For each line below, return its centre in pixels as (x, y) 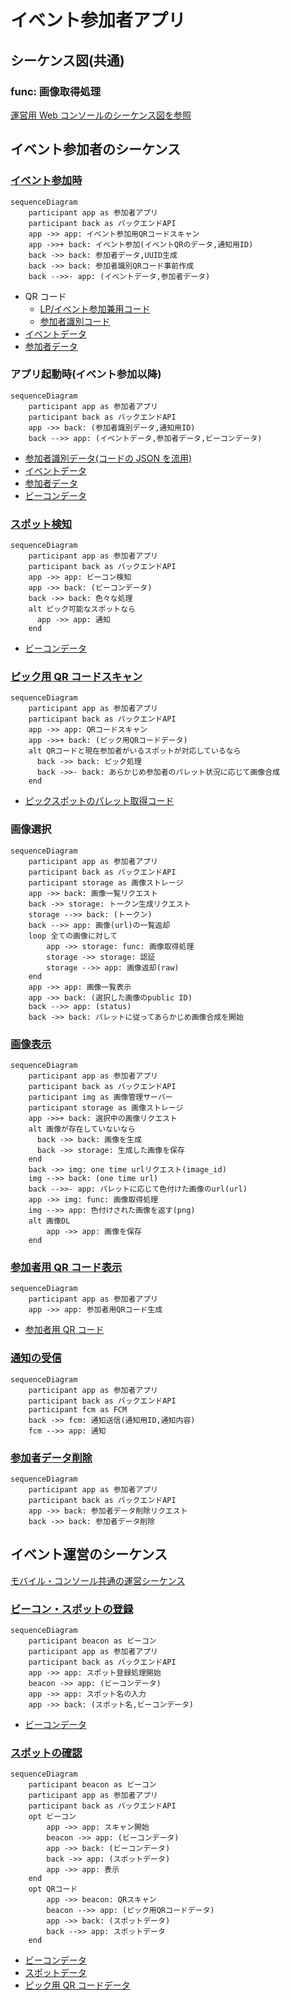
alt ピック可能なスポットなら (82, 609)
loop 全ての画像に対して (73, 936)
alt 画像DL (49, 1221)
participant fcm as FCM (78, 1409)
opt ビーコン (52, 1817)
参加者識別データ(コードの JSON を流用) (108, 458)
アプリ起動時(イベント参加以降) (86, 374)
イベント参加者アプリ (98, 20)
